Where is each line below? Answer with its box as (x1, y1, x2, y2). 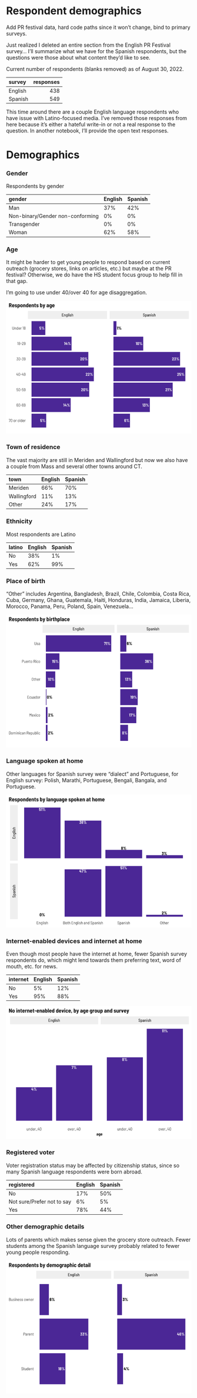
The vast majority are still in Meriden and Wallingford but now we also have (6, 456, 188, 463)
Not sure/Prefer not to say (8, 1198, 72, 1205)
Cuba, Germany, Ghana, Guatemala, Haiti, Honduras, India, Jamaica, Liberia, (6, 597, 191, 604)
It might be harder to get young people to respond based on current (6, 259, 171, 266)
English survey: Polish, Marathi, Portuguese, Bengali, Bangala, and (6, 776, 167, 783)
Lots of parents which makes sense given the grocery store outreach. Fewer (6, 1236, 191, 1243)
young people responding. (6, 1249, 70, 1256)
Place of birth (6, 577, 46, 585)
